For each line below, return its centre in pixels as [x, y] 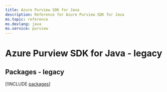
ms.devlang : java [23, 24]
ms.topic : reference [27, 19]
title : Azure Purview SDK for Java [42, 10]
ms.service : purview [27, 29]
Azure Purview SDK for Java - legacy [84, 54]
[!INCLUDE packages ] [28, 84]
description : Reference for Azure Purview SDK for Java [65, 15]
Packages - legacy [35, 72]
